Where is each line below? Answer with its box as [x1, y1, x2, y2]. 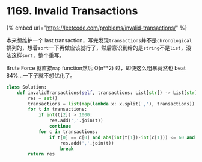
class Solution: [6, 84, 47, 90]
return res [28, 151, 55, 157]
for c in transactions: [38, 128, 98, 135]
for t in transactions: [28, 107, 87, 113]
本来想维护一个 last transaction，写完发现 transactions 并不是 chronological [6, 36, 192, 43]
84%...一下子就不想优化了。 [6, 72, 76, 79]
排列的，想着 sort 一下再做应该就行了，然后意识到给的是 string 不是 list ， [6, 44, 186, 51]
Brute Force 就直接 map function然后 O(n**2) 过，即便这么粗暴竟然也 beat [6, 64, 186, 72]
